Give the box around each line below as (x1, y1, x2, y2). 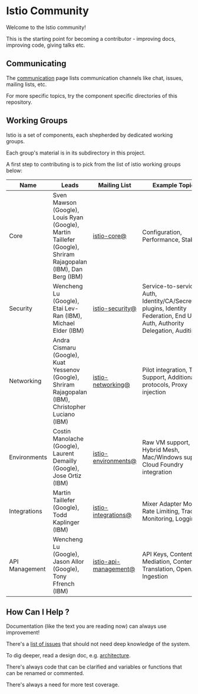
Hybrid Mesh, (142, 445, 180, 454)
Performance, (142, 235, 180, 243)
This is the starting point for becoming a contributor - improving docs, (6, 35, 176, 42)
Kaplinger (52, 518, 80, 526)
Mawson (52, 198, 77, 207)
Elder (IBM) (52, 326, 84, 335)
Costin (52, 427, 71, 435)
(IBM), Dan (52, 265, 83, 273)
